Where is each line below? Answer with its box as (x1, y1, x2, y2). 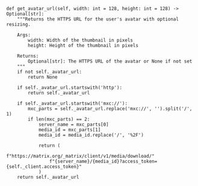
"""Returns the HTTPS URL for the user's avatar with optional (17, 16, 179, 22)
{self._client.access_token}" (6, 164, 82, 170)
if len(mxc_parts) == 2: (28, 116, 90, 122)
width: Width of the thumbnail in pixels (28, 37, 134, 43)
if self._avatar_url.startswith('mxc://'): (17, 101, 128, 107)
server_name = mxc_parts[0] (38, 122, 110, 128)
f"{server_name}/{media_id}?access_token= (49, 158, 158, 164)
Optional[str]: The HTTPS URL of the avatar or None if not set (28, 58, 193, 64)
